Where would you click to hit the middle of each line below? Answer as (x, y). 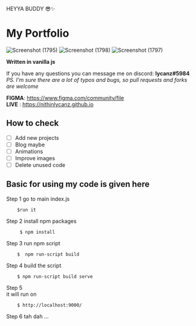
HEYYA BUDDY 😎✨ (31, 9)
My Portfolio (38, 33)
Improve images (35, 158)
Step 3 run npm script (33, 243)
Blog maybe (30, 145)
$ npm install (37, 232)
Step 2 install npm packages (42, 221)
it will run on (21, 294)
